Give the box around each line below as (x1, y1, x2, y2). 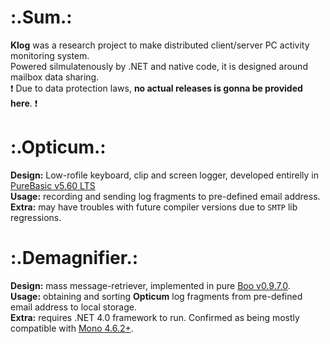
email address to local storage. (10, 301, 137, 313)
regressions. (10, 211, 62, 223)
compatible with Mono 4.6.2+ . (10, 322, 134, 334)
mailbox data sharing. (10, 71, 100, 83)
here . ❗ (10, 97, 38, 109)
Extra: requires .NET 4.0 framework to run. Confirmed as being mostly (10, 311, 300, 323)
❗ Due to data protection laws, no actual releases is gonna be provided (10, 82, 303, 94)
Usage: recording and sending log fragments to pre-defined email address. (10, 190, 321, 202)
